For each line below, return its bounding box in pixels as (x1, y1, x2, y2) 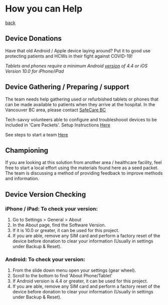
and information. (5, 176, 39, 182)
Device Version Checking (5, 190, 86, 199)
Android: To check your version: (5, 256, 85, 263)
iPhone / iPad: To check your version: (5, 205, 98, 212)
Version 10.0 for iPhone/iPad (5, 68, 64, 74)
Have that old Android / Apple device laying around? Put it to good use (5, 47, 150, 53)
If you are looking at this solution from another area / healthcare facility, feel (5, 160, 162, 166)
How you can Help (5, 3, 83, 15)
